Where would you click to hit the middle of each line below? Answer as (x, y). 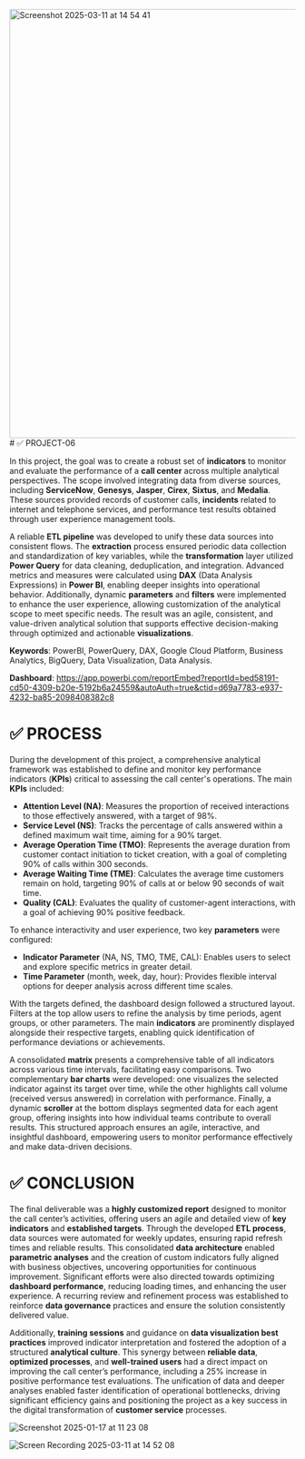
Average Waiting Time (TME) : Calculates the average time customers (153, 873)
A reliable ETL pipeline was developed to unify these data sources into (142, 537)
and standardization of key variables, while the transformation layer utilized (151, 556)
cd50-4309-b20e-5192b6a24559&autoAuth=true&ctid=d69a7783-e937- (146, 687)
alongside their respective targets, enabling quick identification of (133, 1032)
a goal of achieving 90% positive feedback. (104, 912)
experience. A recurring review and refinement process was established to (149, 1296)
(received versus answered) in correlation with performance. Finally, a (141, 1098)
